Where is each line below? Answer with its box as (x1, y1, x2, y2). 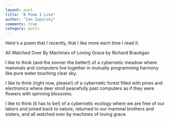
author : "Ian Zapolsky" (5, 17, 56, 22)
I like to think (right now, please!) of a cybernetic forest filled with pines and (5, 80, 163, 86)
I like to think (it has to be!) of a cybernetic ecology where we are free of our (5, 100, 165, 106)
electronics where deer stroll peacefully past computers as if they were (5, 85, 154, 91)
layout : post (5, 7, 33, 13)
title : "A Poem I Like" (5, 12, 56, 17)
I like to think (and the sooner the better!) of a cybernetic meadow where (5, 59, 157, 66)
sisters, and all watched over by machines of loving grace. (5, 111, 127, 117)
